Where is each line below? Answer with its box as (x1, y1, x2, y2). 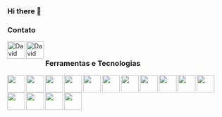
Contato (7, 25, 36, 34)
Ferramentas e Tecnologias (45, 59, 141, 69)
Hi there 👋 (7, 6, 42, 16)
